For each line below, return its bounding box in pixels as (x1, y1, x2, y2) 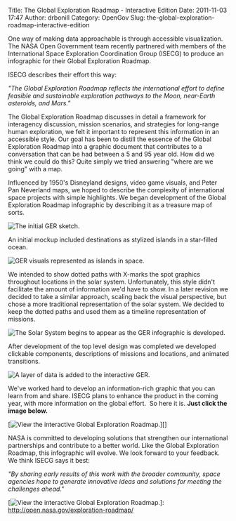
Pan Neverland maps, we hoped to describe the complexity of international (8, 186, 225, 194)
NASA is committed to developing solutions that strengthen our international (8, 434, 228, 442)
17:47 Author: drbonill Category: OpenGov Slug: (8, 13, 146, 22)
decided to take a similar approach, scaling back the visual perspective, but (8, 293, 227, 301)
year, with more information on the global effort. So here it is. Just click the (8, 400, 228, 407)
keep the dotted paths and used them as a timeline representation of (8, 308, 206, 315)
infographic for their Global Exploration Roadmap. (8, 57, 152, 65)
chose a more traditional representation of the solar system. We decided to (8, 300, 225, 308)
